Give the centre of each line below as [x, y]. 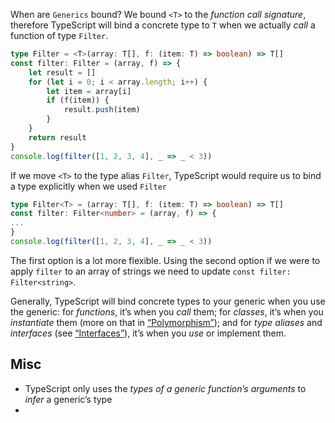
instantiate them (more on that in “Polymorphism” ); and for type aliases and [166, 322]
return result [57, 137]
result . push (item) [102, 110]
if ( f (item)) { [78, 100]
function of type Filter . [59, 35]
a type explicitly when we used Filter [88, 186]
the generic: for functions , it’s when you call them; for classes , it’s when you [167, 311]
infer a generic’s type [68, 399]
